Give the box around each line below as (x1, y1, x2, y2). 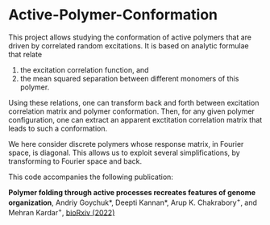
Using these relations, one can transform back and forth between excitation (8, 98, 260, 107)
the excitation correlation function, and (19, 65, 149, 74)
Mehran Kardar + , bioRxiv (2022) (8, 206, 115, 217)
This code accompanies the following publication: (8, 172, 173, 181)
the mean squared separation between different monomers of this (19, 73, 239, 83)
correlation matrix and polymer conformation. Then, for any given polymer (8, 106, 255, 116)
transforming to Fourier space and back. (8, 156, 143, 166)
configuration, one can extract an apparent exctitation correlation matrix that (8, 115, 263, 124)
